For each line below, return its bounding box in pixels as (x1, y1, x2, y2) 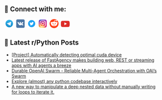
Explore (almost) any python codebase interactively (11, 78, 118, 84)
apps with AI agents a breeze (11, 62, 71, 68)
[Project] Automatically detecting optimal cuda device (11, 51, 122, 57)
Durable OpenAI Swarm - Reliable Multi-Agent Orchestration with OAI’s (11, 67, 157, 73)
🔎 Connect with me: (4, 5, 66, 13)
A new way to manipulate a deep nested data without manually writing (11, 83, 156, 89)
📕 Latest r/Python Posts (4, 38, 79, 47)
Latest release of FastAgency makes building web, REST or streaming (11, 57, 155, 63)
